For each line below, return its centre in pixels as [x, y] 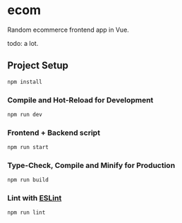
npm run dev [25, 114]
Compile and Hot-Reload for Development [80, 100]
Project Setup [38, 66]
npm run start [28, 147]
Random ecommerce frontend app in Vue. [68, 30]
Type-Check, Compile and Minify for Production [91, 165]
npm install [25, 82]
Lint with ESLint [35, 198]
